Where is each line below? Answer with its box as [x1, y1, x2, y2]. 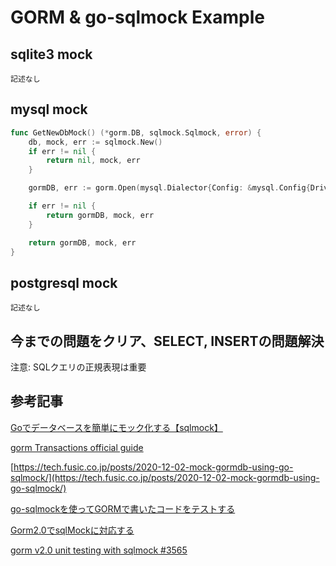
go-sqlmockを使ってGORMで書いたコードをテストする [10, 502, 236, 515]
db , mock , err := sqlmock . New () [28, 137, 163, 147]
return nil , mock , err [46, 156, 141, 166]
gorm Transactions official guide [10, 441, 144, 453]
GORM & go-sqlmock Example [10, 6, 266, 29]
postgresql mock [10, 274, 118, 291]
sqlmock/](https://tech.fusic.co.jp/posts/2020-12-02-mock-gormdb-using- [10, 471, 320, 483]
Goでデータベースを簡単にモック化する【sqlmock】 [10, 421, 223, 433]
